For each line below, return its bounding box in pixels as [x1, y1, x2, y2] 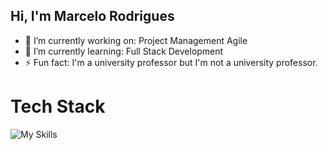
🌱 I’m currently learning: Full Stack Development [24, 45, 224, 57]
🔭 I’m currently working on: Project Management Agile [24, 34, 248, 46]
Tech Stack [10, 95, 106, 118]
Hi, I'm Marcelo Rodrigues [10, 8, 175, 25]
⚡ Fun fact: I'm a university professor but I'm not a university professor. [24, 56, 318, 68]
